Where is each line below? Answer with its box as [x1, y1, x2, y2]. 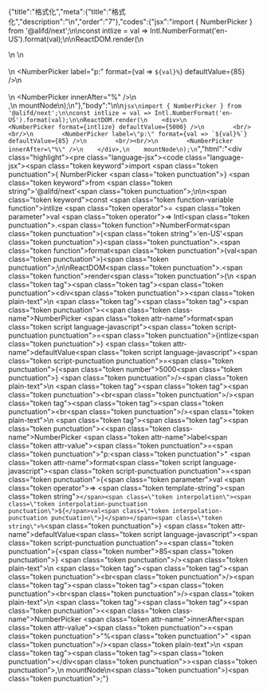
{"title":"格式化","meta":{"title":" [8, 7, 112, 16]
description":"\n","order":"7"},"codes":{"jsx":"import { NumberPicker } [22, 17, 253, 26]
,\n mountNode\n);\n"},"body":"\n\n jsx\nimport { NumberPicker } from [8, 101, 241, 110]
